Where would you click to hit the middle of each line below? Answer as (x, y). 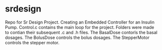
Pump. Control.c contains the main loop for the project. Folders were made (80, 27)
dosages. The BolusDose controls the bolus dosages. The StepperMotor (77, 37)
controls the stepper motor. (32, 42)
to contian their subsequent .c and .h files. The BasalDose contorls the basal (81, 32)
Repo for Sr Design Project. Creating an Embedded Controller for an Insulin (80, 22)
